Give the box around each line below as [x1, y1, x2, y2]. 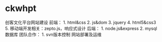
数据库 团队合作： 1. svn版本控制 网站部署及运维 [5, 31, 102, 37]
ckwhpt [5, 3, 37, 14]
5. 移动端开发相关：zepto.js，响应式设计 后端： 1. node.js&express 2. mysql [5, 25, 158, 31]
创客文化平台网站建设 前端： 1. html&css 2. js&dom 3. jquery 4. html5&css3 [5, 19, 157, 25]
